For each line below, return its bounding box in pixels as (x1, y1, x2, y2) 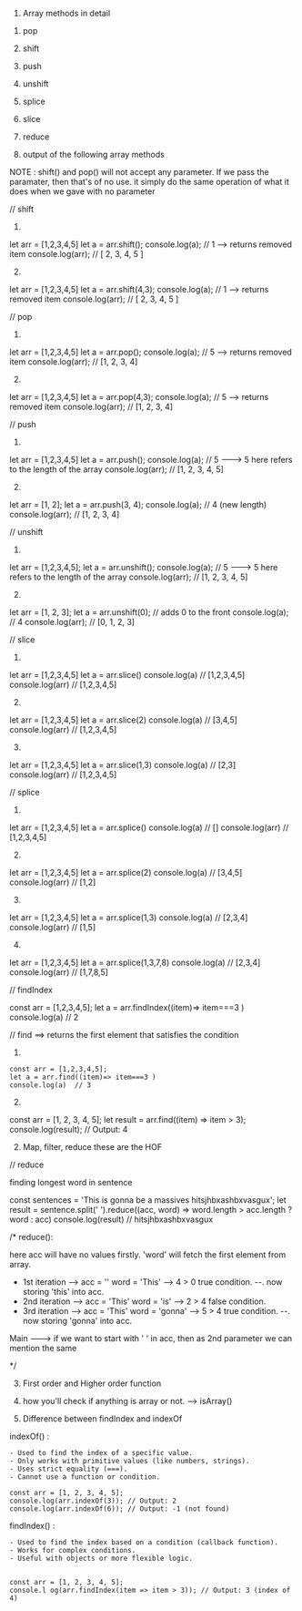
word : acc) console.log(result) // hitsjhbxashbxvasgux (9, 1214, 214, 1225)
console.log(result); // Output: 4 (9, 1124, 128, 1134)
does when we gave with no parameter (9, 186, 156, 197)
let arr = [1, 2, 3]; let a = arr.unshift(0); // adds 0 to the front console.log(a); (9, 607, 289, 618)
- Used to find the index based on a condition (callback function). (9, 1538, 279, 1547)
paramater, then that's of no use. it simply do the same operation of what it (9, 177, 289, 187)
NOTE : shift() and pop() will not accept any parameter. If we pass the (9, 167, 270, 177)
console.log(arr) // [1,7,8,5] (9, 967, 109, 978)
